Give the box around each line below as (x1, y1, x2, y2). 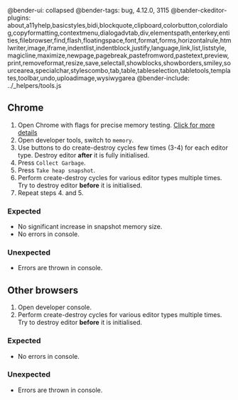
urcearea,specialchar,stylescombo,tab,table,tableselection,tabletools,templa (7, 67, 231, 74)
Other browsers (7, 284, 79, 296)
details (17, 128, 38, 137)
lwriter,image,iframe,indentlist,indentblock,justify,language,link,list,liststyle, (7, 44, 227, 52)
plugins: (7, 13, 31, 22)
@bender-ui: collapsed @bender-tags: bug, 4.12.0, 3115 (7, 6, 170, 14)
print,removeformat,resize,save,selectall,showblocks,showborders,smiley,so (7, 59, 231, 67)
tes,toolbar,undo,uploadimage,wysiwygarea (7, 74, 136, 82)
